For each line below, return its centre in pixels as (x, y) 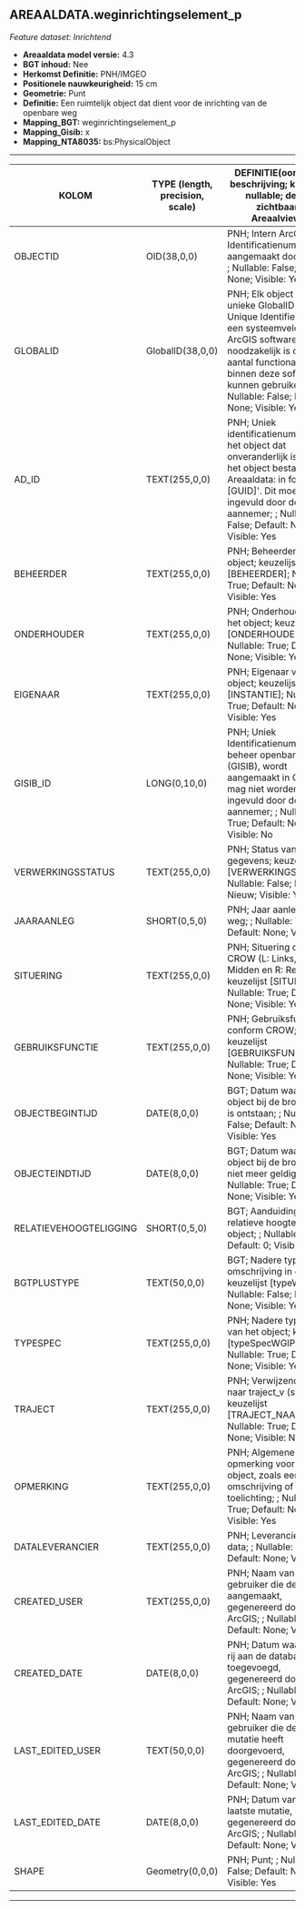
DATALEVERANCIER (57, 1547)
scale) (182, 207)
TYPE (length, (182, 184)
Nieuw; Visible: (258, 894)
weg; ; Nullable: (260, 920)
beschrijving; (259, 184)
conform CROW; (261, 1030)
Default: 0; (249, 1245)
